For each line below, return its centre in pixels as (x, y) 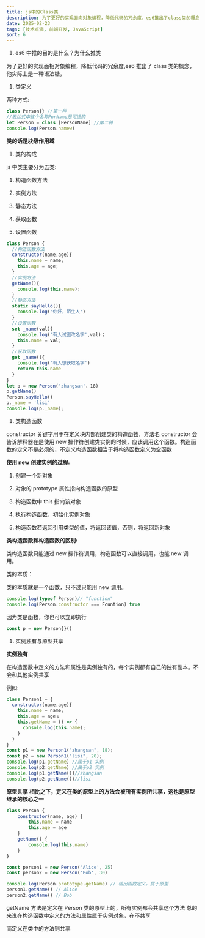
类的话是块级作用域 (31, 141)
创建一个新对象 (34, 475)
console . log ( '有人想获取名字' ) (54, 363)
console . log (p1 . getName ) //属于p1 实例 (55, 762)
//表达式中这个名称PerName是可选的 (46, 117)
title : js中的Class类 (32, 12)
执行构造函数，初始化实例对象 (52, 514)
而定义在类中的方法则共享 (38, 928)
